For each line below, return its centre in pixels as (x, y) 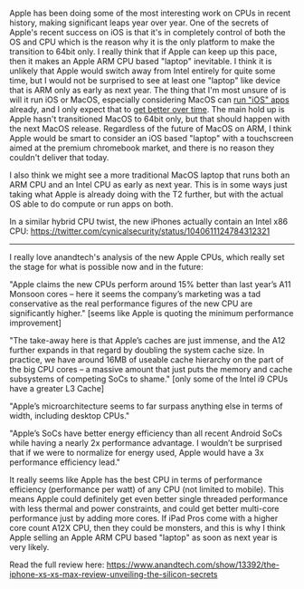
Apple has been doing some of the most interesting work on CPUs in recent (150, 13)
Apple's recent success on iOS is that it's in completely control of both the (147, 32)
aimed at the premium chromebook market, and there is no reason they (142, 148)
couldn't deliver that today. (59, 157)
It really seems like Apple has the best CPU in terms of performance (136, 480)
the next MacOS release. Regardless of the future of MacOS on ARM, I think (151, 129)
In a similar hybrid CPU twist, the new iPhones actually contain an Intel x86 (148, 222)
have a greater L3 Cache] (57, 388)
